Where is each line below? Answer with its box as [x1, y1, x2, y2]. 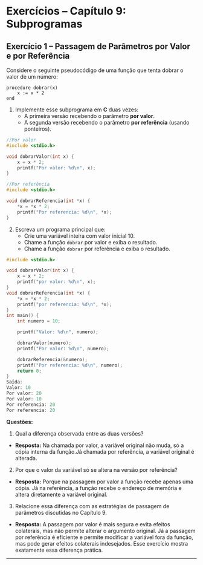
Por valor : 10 [6, 396, 42, 402]
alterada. [14, 454, 37, 462]
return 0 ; [17, 368, 42, 374]
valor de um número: [6, 73, 59, 80]
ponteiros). [24, 125, 51, 132]
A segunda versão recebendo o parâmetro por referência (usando [24, 119, 190, 126]
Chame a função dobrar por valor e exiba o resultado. [24, 238, 158, 246]
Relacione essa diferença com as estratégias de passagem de [14, 502, 170, 509]
